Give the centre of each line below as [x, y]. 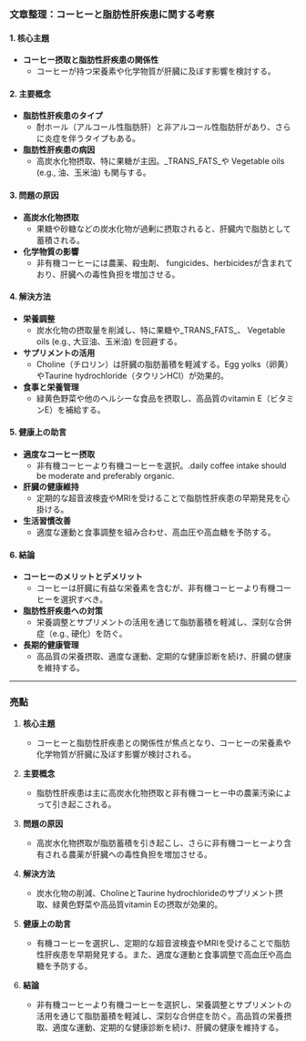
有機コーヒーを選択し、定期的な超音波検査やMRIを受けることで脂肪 [163, 944]
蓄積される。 [60, 240]
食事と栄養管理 [51, 387]
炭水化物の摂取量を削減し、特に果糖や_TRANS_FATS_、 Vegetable [161, 330]
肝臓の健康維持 [51, 486]
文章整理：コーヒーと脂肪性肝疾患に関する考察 [112, 14]
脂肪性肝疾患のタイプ [62, 116]
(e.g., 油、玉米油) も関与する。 [94, 173]
